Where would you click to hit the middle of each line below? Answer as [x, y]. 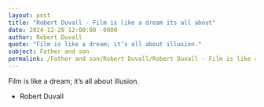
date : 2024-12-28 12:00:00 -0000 [63, 30]
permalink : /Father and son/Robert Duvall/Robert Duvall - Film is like [130, 59]
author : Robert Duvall [45, 37]
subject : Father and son [49, 52]
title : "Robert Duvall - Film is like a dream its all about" [112, 23]
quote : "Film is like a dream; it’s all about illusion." [105, 45]
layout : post [29, 15]
